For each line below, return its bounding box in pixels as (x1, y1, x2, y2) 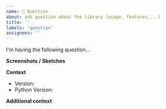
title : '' (6, 19, 30, 25)
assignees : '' (6, 30, 41, 36)
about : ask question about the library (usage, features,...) (6, 14, 161, 20)
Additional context (6, 97, 53, 105)
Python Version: (14, 86, 54, 93)
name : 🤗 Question (6, 8, 49, 15)
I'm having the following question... (6, 46, 91, 53)
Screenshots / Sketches (6, 58, 65, 65)
